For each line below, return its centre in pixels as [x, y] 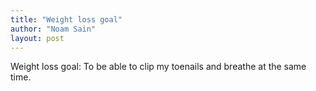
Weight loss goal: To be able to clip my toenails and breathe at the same [158, 67]
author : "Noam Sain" [53, 29]
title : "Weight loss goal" [66, 19]
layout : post [37, 38]
